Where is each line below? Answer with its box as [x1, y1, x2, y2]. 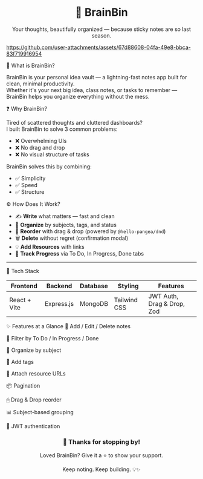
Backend [46, 282, 72, 290]
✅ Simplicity [14, 174, 46, 182]
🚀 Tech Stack [6, 267, 39, 274]
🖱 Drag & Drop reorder [6, 396, 62, 403]
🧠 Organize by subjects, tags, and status [14, 221, 117, 228]
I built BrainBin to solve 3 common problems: [6, 125, 118, 133]
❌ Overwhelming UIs [14, 137, 67, 144]
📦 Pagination [6, 382, 40, 389]
